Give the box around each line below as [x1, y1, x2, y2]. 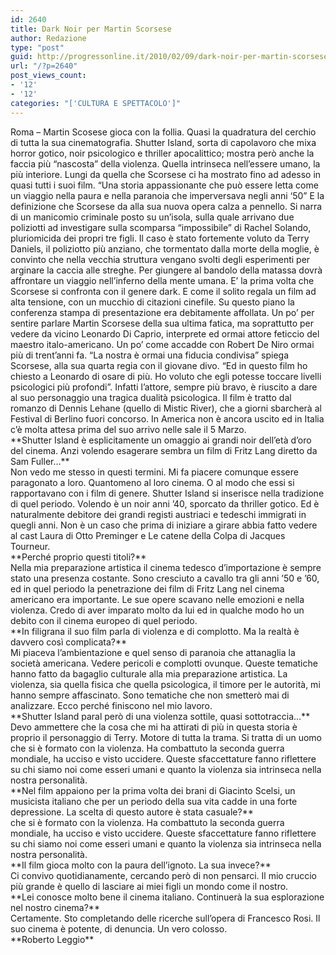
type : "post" [10, 42, 65, 53]
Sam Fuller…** [10, 455, 70, 467]
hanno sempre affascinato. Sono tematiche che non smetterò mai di [10, 689, 290, 701]
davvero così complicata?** [10, 636, 128, 648]
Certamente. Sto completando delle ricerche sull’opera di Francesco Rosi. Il [10, 912, 321, 924]
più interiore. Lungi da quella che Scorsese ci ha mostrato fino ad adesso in [10, 168, 322, 180]
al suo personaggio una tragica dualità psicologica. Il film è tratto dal [10, 391, 292, 403]
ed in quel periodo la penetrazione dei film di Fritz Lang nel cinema [10, 582, 285, 595]
